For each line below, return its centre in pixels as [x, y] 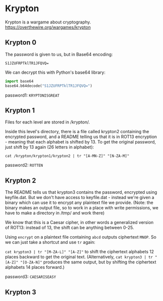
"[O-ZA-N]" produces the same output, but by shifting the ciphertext [88, 262]
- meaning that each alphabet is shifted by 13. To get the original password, [81, 142]
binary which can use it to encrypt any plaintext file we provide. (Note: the [79, 202]
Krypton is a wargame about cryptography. [48, 22]
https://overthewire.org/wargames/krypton [48, 27]
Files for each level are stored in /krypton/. [47, 122]
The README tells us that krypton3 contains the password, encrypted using [81, 192]
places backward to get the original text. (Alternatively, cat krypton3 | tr [79, 257]
